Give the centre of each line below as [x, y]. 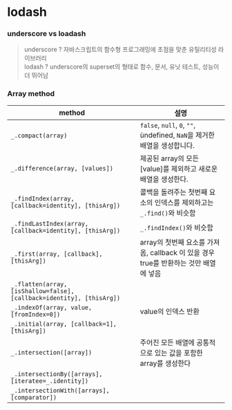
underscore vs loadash [47, 34]
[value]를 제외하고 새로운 [179, 169]
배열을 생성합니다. [167, 145]
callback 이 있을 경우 [183, 252]
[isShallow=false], [42, 291]
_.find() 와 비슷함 [168, 213]
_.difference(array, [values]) [62, 168]
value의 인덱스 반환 [170, 311]
